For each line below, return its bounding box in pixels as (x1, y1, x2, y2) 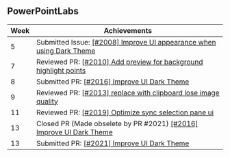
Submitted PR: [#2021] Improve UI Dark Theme (36, 138, 190, 148)
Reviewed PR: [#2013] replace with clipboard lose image (36, 88, 220, 97)
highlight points (36, 65, 86, 75)
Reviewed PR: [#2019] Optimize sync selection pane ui (36, 108, 214, 117)
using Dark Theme (36, 46, 96, 56)
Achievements (103, 25, 153, 35)
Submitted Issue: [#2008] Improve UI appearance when (36, 37, 216, 47)
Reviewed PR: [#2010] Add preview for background (36, 57, 203, 67)
